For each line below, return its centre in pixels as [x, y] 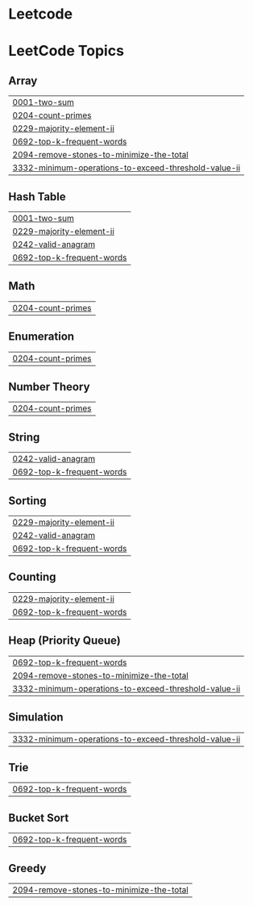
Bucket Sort [39, 818]
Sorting [27, 501]
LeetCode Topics [66, 51]
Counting [32, 577]
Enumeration [41, 337]
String [24, 437]
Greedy [27, 868]
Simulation [36, 718]
